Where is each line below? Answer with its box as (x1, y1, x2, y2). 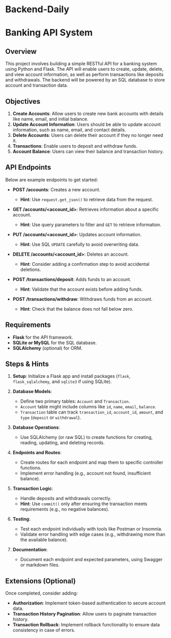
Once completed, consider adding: (5, 590, 78, 596)
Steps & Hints (5, 360, 49, 369)
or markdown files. (20, 562, 60, 568)
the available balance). (20, 537, 68, 543)
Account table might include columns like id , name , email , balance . (20, 404, 157, 410)
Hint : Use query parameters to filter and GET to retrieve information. (20, 221, 162, 228)
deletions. (20, 266, 41, 272)
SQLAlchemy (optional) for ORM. (12, 345, 82, 351)
